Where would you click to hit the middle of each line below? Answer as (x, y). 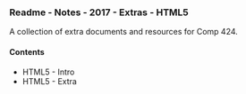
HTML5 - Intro (48, 72)
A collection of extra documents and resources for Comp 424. (124, 32)
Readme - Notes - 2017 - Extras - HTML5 (99, 12)
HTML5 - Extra (50, 81)
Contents (27, 51)
